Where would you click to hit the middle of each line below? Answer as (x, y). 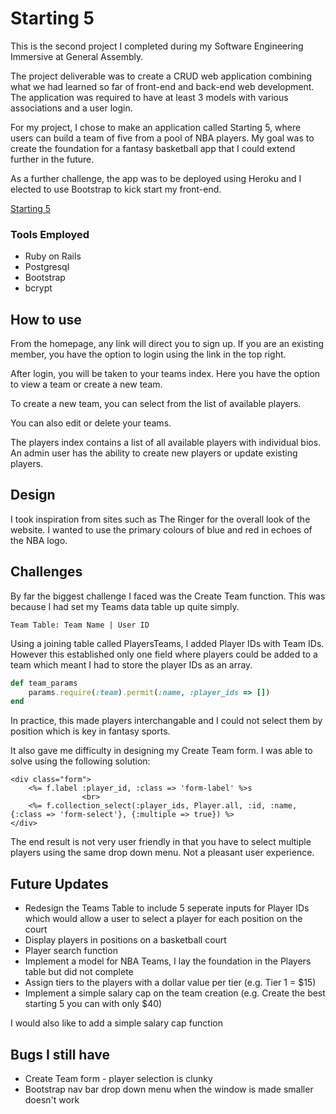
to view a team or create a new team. (86, 384)
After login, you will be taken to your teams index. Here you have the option (165, 374)
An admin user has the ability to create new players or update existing (154, 453)
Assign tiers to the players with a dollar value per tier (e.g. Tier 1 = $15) (170, 983)
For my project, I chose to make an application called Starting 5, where (156, 127)
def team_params (44, 683)
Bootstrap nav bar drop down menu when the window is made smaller (169, 1089)
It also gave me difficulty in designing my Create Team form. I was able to (161, 751)
